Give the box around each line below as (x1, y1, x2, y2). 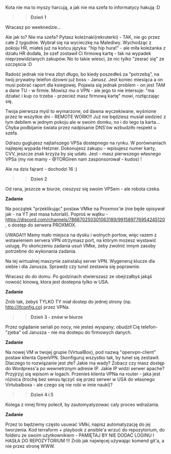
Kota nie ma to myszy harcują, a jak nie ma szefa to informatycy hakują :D (5, 5, 160, 10)
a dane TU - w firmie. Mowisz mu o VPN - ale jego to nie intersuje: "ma (5, 87, 155, 94)
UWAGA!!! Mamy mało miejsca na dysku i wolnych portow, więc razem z (5, 232, 157, 238)
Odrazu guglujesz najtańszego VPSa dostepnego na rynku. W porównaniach (5, 140, 166, 146)
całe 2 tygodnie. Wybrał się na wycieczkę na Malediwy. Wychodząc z (5, 39, 152, 46)
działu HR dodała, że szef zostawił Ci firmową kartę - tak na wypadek (5, 51, 152, 56)
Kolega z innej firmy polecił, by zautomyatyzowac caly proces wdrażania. (5, 401, 160, 407)
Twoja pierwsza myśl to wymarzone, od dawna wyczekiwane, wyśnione (5, 108, 157, 114)
